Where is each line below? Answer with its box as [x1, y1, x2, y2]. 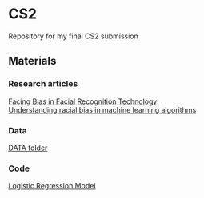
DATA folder [8, 143, 48, 152]
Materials [8, 54, 57, 68]
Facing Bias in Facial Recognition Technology [8, 97, 158, 106]
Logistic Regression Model [8, 181, 96, 191]
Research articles [8, 78, 78, 89]
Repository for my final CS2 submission [8, 31, 138, 41]
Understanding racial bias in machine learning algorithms [8, 105, 197, 114]
